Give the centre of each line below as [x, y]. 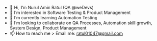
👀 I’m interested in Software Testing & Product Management [70, 13]
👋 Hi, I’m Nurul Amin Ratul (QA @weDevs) [52, 7]
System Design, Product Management [48, 28]
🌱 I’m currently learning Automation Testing [53, 18]
